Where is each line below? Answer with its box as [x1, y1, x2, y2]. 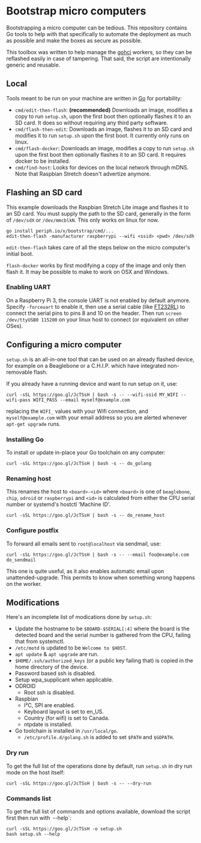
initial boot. [6, 250, 34, 257]
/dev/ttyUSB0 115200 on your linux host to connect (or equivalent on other [6, 315, 189, 323]
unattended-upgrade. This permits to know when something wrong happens [6, 574, 195, 581]
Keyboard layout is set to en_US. [23, 708, 104, 716]
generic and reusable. [6, 61, 61, 68]
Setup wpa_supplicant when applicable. [14, 676, 114, 683]
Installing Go [6, 435, 44, 443]
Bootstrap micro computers [6, 4, 146, 18]
